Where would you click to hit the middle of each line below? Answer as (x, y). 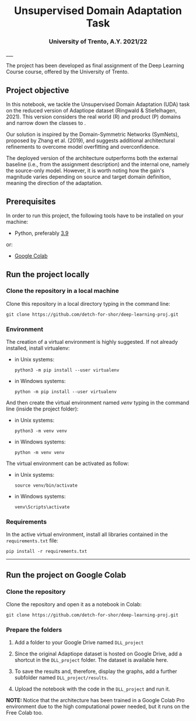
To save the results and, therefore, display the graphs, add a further (96, 671)
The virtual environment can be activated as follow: (68, 463)
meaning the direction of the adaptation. (55, 183)
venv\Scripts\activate (42, 507)
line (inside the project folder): (42, 409)
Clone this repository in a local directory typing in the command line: (88, 303)
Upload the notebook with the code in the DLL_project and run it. (92, 689)
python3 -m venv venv (41, 431)
